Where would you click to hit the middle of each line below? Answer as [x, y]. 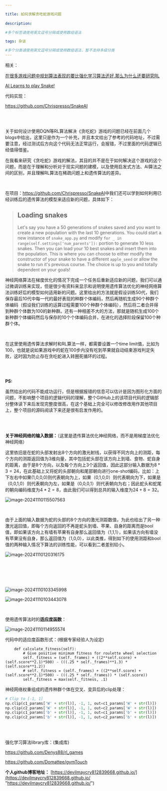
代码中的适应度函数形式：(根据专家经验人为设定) [55, 639]
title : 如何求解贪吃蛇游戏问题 [33, 14]
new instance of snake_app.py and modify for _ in [69, 238]
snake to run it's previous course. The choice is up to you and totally [87, 264]
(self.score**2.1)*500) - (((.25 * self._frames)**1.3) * [66, 662]
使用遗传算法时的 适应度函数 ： [36, 619]
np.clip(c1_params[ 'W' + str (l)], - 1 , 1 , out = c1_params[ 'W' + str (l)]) [81, 703]
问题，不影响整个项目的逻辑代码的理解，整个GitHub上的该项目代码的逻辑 [80, 397]
